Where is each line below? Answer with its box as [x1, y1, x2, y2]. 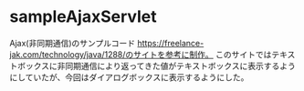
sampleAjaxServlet [9, 6, 157, 27]
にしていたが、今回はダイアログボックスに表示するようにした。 [9, 71, 249, 83]
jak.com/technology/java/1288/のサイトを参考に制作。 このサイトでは [9, 48, 272, 60]
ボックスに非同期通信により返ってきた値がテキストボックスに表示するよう [16, 60, 297, 71]
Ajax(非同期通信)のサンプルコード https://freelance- [9, 37, 204, 48]
